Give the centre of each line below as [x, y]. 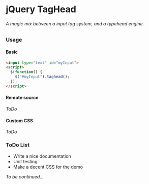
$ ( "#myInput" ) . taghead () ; [42, 77]
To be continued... [25, 176]
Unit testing [25, 161]
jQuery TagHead [41, 9]
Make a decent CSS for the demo [48, 167]
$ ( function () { [26, 72]
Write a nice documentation [42, 156]
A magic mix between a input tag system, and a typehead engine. [75, 23]
